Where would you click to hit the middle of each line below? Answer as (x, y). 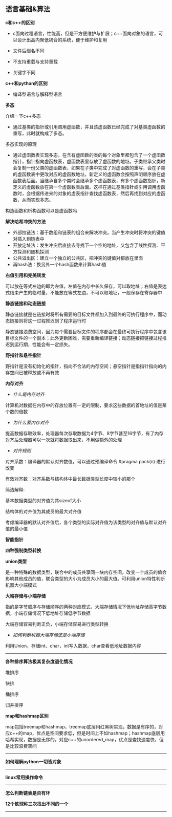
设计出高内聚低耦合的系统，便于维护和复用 (62, 39)
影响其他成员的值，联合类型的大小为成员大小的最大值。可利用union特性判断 (85, 578)
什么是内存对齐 (28, 394)
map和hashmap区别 (27, 716)
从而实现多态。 (38, 200)
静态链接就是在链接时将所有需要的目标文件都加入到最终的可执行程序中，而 (84, 314)
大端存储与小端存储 (26, 596)
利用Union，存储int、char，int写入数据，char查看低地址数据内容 (73, 646)
